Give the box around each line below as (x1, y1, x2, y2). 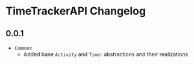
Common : (14, 44, 33, 51)
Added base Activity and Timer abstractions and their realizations (23, 51, 189, 58)
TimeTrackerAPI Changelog (5, 4, 146, 18)
